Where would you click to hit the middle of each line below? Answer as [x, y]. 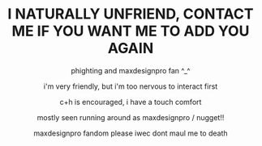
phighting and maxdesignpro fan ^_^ [131, 70]
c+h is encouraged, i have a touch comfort [131, 102]
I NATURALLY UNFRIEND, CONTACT [131, 14]
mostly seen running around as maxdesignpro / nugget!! [131, 117]
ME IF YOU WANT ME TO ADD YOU [131, 31]
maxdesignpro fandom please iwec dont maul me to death [131, 133]
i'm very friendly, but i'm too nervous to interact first [131, 86]
